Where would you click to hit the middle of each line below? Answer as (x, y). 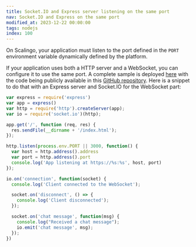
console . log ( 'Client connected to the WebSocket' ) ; (76, 184)
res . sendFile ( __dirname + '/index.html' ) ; (64, 130)
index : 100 (19, 34)
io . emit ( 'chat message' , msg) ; (55, 228)
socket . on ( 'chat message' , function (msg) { (65, 216)
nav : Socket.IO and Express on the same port (63, 17)
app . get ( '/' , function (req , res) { (51, 124)
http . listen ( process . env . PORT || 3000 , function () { (72, 146)
